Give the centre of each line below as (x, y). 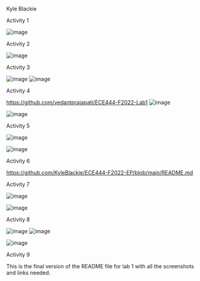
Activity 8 (18, 219)
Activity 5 (18, 126)
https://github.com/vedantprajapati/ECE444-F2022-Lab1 (77, 102)
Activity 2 (18, 44)
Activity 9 (18, 254)
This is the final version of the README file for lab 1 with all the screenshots (100, 266)
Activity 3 (18, 67)
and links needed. (28, 273)
